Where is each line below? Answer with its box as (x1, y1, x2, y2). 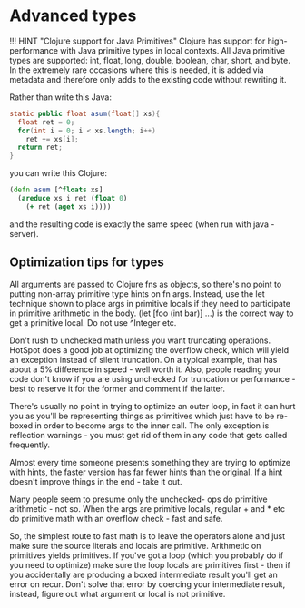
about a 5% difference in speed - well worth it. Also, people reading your (9, 364, 281, 375)
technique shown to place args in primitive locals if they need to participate (9, 298, 290, 309)
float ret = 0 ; (17, 117, 75, 127)
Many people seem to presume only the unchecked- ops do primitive (9, 494, 268, 505)
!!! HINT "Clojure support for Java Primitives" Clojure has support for (9, 35, 266, 46)
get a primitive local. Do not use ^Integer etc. (9, 317, 177, 328)
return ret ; (17, 142, 64, 152)
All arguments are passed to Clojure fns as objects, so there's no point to (9, 279, 282, 289)
